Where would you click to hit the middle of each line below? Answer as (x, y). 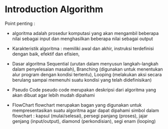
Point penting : (20, 23)
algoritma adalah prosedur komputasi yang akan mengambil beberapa (85, 33)
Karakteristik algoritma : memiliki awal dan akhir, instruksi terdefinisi (83, 48)
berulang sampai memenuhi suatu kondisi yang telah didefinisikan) (82, 80)
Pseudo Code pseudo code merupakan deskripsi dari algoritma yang (84, 89)
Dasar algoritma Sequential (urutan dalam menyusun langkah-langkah (85, 63)
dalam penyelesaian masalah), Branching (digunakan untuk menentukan (88, 69)
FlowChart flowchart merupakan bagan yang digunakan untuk (77, 105)
